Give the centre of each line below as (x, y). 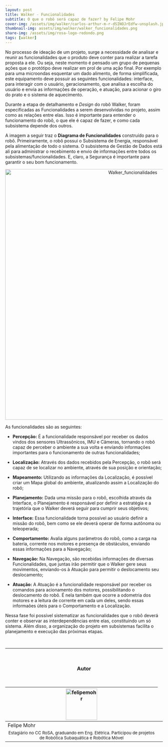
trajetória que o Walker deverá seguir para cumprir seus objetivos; (80, 508)
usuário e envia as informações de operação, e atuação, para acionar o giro (83, 89)
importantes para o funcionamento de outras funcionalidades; (76, 452)
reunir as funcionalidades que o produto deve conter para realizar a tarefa (81, 57)
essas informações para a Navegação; (52, 549)
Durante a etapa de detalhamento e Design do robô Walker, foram (73, 104)
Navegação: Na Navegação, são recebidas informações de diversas (83, 558)
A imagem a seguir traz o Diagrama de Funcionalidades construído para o (82, 135)
